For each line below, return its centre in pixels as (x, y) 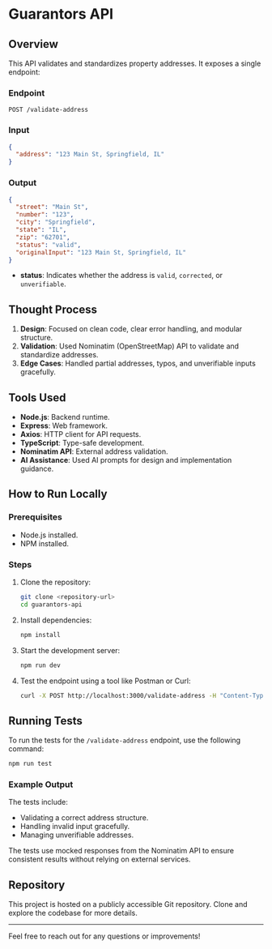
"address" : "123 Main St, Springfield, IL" (90, 155)
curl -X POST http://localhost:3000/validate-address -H (118, 695)
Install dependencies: (56, 620)
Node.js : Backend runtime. (65, 417)
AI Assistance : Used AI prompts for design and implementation (126, 460)
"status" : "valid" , (49, 245)
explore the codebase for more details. (73, 913)
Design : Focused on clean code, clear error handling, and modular (131, 329)
